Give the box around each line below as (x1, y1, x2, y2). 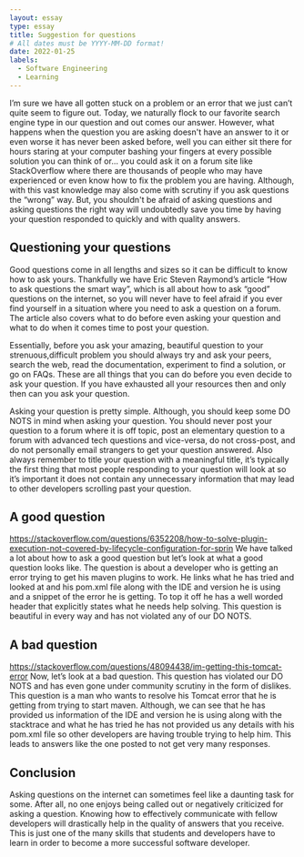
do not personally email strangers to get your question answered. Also (9, 444, 273, 455)
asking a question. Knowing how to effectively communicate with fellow (9, 809, 279, 819)
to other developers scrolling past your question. (9, 483, 192, 494)
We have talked (235, 543, 293, 554)
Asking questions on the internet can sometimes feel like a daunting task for (9, 789, 294, 800)
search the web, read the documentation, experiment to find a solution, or (9, 358, 287, 369)
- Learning (17, 73, 59, 82)
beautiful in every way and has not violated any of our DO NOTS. (9, 610, 252, 621)
